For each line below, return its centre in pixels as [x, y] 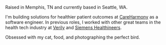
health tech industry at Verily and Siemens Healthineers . [63, 27]
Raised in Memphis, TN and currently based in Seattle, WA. [66, 7]
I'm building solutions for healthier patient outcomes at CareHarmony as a [82, 17]
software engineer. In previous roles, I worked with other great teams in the [83, 22]
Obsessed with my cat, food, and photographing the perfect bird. [73, 37]
